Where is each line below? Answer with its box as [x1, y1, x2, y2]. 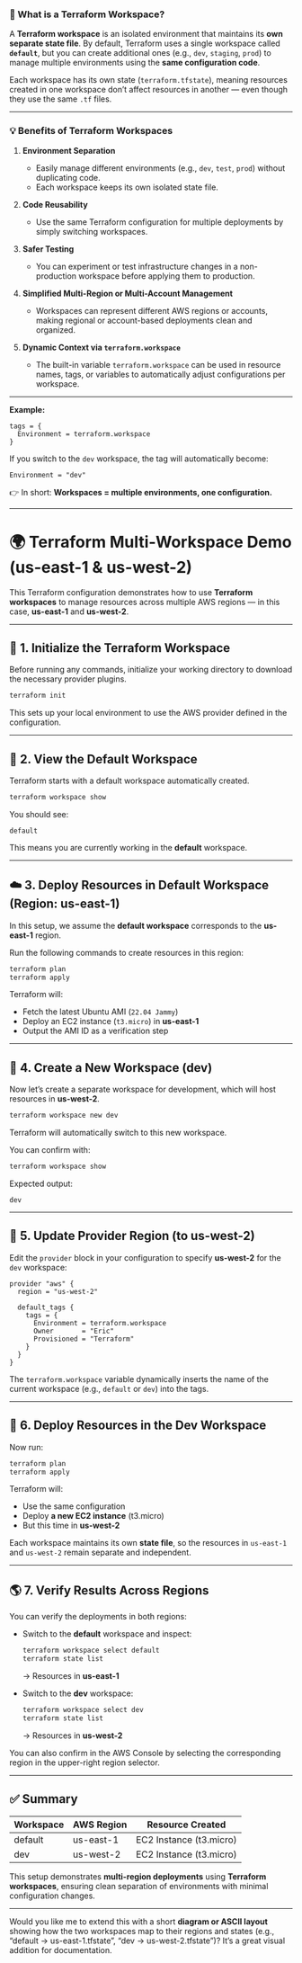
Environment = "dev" [9, 470, 87, 479]
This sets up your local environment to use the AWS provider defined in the [9, 708, 288, 718]
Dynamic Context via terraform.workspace [22, 342, 182, 352]
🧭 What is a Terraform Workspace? [9, 8, 165, 21]
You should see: [9, 808, 69, 819]
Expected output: [9, 1178, 74, 1190]
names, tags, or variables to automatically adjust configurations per [35, 369, 286, 379]
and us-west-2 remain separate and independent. [9, 1547, 191, 1558]
